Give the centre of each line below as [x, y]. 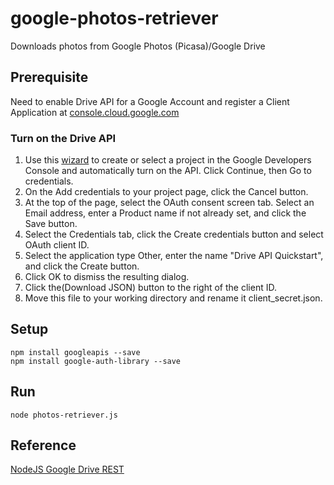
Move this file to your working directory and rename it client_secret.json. [173, 298]
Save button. [51, 224]
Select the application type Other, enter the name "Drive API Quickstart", [174, 256]
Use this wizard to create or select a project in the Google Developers [168, 160]
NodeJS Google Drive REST [67, 469]
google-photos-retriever [114, 18]
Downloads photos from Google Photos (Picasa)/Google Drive [138, 46]
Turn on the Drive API [63, 138]
